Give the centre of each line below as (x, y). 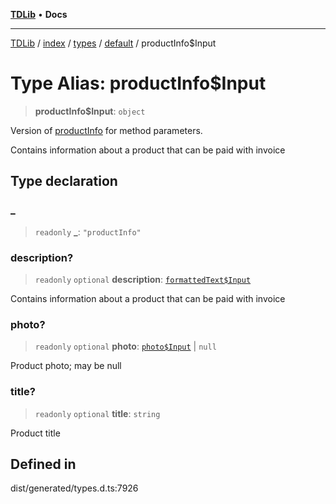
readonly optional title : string (97, 413)
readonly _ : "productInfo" (88, 231)
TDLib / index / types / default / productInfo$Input (113, 43)
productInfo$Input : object (90, 111)
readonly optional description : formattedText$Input (143, 279)
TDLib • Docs (39, 14)
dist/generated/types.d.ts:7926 (74, 488)
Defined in (43, 464)
